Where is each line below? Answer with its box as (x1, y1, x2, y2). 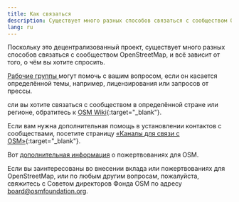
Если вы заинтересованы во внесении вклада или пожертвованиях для (7, 164, 225, 173)
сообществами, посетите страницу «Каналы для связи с (7, 129, 180, 138)
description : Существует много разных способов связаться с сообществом (7, 17, 228, 24)
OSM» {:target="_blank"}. (7, 137, 81, 145)
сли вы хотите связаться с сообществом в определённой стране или (7, 101, 219, 109)
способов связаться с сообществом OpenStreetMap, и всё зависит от (7, 50, 221, 59)
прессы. (7, 86, 33, 96)
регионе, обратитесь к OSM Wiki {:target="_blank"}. (7, 108, 162, 117)
